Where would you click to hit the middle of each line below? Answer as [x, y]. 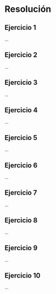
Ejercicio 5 [21, 138]
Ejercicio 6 [21, 165]
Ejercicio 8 [21, 220]
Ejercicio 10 [23, 275]
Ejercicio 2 [21, 55]
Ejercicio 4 [21, 110]
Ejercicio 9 [21, 248]
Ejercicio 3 [21, 83]
